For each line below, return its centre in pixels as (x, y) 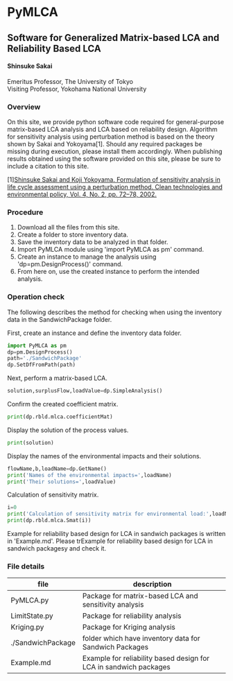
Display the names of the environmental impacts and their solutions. (104, 456)
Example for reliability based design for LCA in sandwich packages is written (116, 534)
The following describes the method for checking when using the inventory (114, 312)
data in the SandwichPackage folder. (60, 319)
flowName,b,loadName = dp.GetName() (57, 469)
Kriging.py (27, 627)
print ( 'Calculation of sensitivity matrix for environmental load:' (108, 514)
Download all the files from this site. (68, 227)
